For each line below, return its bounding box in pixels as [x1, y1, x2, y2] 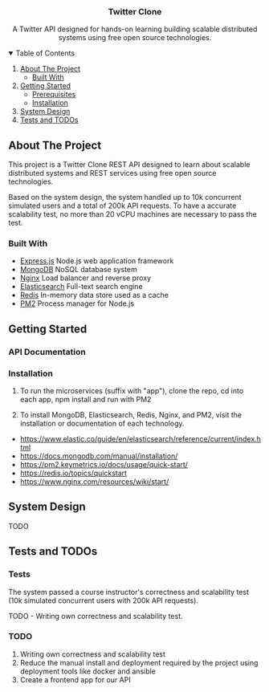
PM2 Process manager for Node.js [19, 299, 135, 308]
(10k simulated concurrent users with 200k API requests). [8, 596, 199, 605]
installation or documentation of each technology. [19, 419, 185, 429]
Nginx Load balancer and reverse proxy [19, 273, 151, 283]
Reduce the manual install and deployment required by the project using [19, 657, 259, 667]
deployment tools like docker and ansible [19, 666, 157, 676]
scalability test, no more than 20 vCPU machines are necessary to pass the [8, 210, 257, 219]
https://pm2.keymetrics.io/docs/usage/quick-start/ [19, 460, 189, 470]
